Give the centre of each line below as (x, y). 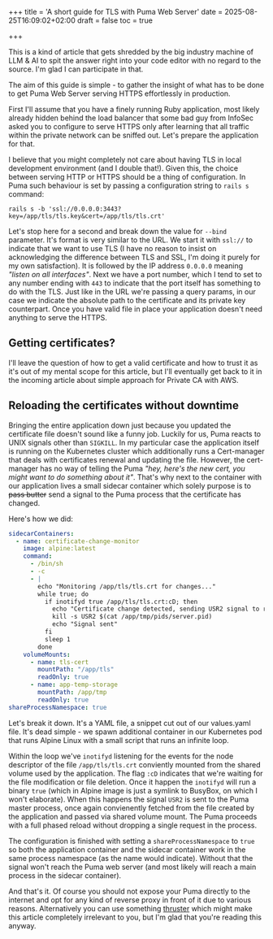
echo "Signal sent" (84, 624)
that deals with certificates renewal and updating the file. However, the (127, 459)
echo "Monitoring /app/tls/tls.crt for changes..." (127, 586)
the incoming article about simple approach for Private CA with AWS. (123, 380)
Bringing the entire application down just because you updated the (120, 425)
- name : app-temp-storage (74, 685)
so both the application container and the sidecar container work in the (127, 850)
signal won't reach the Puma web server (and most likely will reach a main (132, 867)
